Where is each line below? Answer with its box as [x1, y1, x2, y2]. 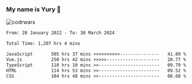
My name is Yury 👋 [6, 5, 61, 14]
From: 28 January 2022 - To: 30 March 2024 [6, 30, 115, 36]
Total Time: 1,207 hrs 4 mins [6, 41, 81, 46]
